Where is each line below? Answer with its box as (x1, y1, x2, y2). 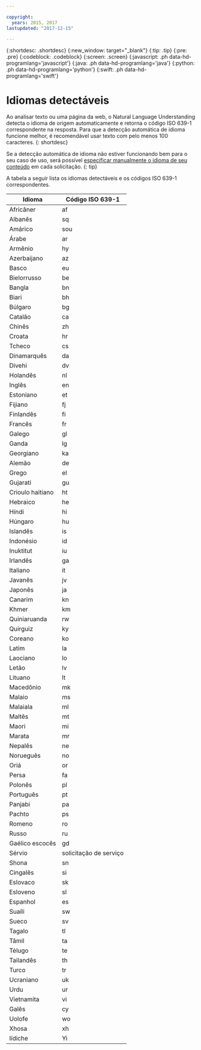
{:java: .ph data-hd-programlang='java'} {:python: (71, 59, 195, 67)
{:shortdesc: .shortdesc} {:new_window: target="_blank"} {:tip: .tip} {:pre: (6, 47, 187, 54)
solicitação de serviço (62, 849, 124, 857)
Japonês (9, 586, 34, 594)
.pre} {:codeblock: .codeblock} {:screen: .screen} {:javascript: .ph (6, 53, 168, 61)
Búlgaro (9, 303, 31, 311)
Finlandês (9, 410, 37, 419)
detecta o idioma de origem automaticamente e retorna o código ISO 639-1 (6, 119, 192, 127)
